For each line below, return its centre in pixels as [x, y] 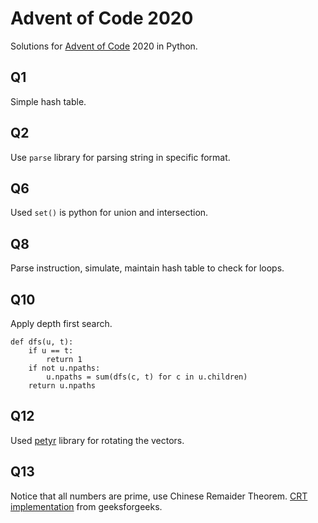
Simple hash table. [48, 101]
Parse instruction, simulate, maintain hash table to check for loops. [147, 268]
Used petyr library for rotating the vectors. [97, 440]
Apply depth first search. [61, 323]
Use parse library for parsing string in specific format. [120, 157]
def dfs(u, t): [42, 342]
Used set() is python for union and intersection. [109, 213]
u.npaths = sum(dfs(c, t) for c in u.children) [147, 377]
